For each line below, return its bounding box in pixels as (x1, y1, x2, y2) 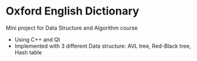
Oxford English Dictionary (5, 4, 140, 18)
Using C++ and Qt (14, 36, 60, 43)
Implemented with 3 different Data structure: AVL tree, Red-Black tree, (14, 42, 192, 50)
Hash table (14, 48, 42, 56)
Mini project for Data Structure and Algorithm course (5, 24, 138, 31)
